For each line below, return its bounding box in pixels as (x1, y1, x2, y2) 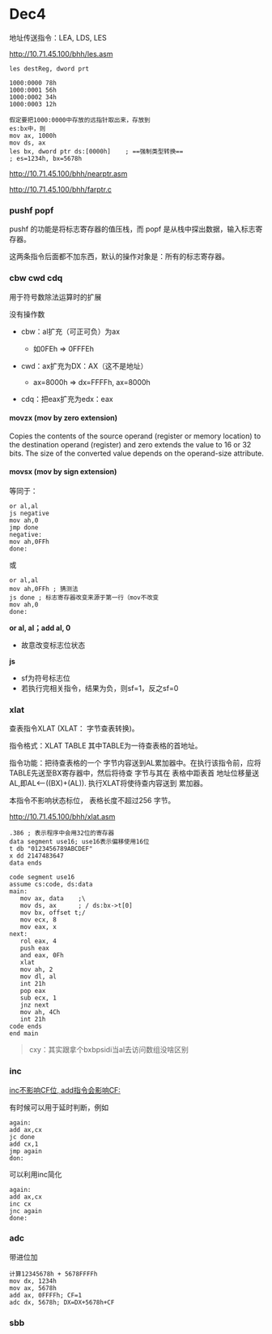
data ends (9, 859, 43, 867)
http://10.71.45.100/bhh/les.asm (9, 49, 113, 58)
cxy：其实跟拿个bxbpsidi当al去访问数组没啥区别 (28, 1045, 189, 1055)
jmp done (9, 523, 39, 532)
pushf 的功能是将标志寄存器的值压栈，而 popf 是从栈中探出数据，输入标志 (9, 224, 256, 234)
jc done (9, 1133, 36, 1141)
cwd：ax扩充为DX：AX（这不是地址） (20, 360, 148, 370)
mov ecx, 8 (19, 916, 57, 924)
